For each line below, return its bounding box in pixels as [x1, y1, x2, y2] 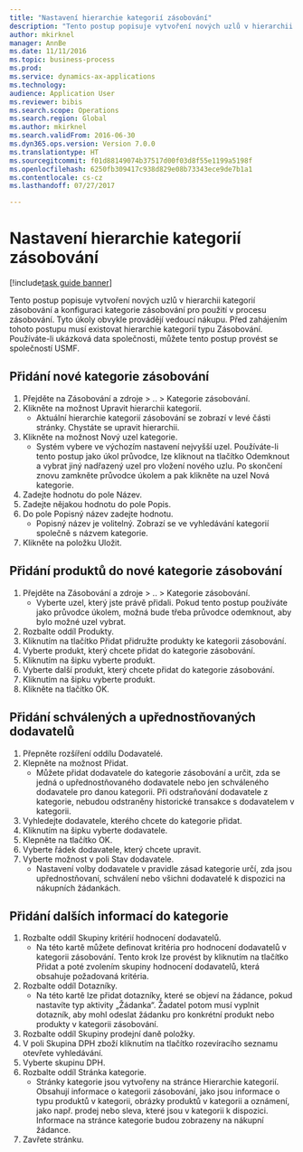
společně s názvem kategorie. [35, 527, 149, 538]
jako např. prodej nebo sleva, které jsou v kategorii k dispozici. [35, 1105, 269, 1117]
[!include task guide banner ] [9, 278, 113, 288]
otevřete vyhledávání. [22, 1048, 104, 1059]
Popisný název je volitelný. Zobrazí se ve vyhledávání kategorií [35, 517, 270, 529]
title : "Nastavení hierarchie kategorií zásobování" [9, 13, 213, 23]
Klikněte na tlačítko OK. [22, 684, 110, 694]
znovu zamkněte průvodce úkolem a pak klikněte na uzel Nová [35, 469, 270, 480]
